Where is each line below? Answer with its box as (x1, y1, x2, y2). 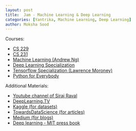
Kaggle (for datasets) (12, 103, 58, 110)
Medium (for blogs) (12, 115, 54, 121)
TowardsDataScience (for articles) (12, 109, 85, 115)
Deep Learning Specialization (12, 62, 75, 68)
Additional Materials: (5, 83, 49, 89)
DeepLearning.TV (12, 98, 50, 104)
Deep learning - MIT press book (12, 120, 80, 126)
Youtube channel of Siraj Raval (12, 93, 78, 99)
